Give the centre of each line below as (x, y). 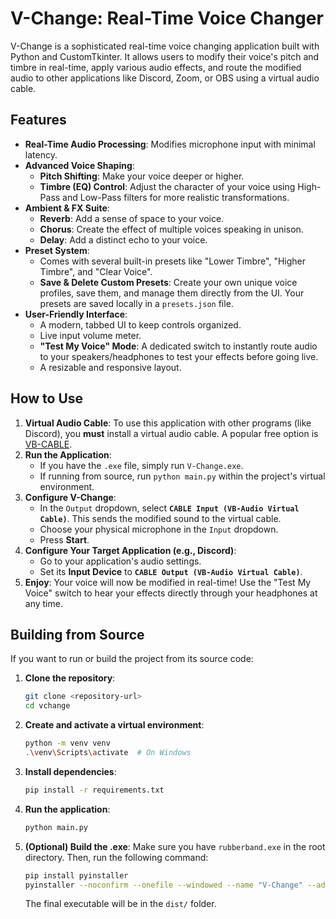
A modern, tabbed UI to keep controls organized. (140, 324)
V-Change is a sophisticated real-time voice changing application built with (165, 46)
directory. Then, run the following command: (116, 857)
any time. (43, 603)
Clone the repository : (70, 678)
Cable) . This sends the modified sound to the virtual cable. (160, 518)
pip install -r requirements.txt (94, 790)
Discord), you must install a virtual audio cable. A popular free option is (171, 433)
